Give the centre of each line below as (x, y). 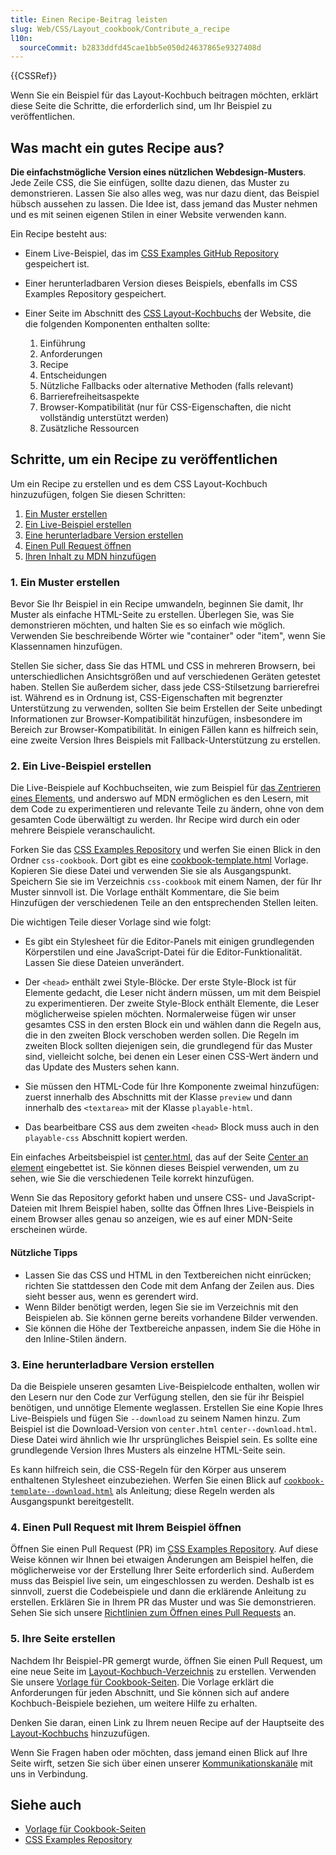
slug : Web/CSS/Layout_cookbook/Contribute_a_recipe (120, 29)
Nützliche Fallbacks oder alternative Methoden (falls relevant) (166, 386)
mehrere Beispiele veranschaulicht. (83, 830)
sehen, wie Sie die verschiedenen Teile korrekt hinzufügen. (132, 1178)
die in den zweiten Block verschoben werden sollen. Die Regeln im (162, 1035)
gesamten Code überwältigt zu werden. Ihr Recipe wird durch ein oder (155, 820)
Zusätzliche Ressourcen (89, 428)
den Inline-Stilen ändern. (75, 1338)
